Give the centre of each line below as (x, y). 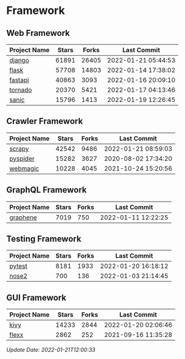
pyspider (22, 159)
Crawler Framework (45, 121)
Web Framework (38, 33)
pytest (18, 266)
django (19, 60)
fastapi (19, 80)
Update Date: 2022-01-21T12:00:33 (51, 350)
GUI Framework (37, 297)
